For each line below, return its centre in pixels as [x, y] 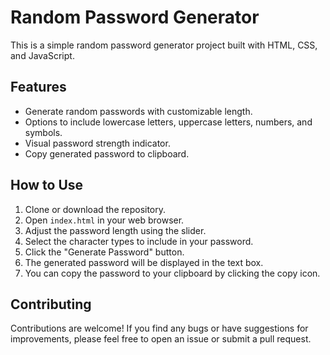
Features [38, 87]
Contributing [51, 304]
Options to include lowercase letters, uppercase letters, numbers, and [168, 122]
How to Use [47, 185]
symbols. [43, 132]
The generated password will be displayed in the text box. [144, 262]
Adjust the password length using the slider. [115, 230]
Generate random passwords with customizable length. [138, 111]
